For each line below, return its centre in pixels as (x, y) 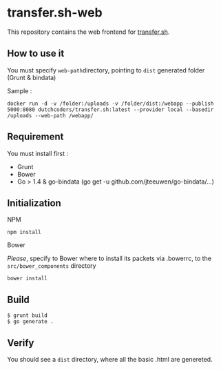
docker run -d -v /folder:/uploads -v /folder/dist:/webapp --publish (110, 104)
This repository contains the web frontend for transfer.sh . (88, 32)
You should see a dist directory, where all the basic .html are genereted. (110, 359)
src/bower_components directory (52, 266)
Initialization (34, 203)
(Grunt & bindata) (32, 77)
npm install (24, 233)
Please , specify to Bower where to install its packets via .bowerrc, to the (109, 259)
